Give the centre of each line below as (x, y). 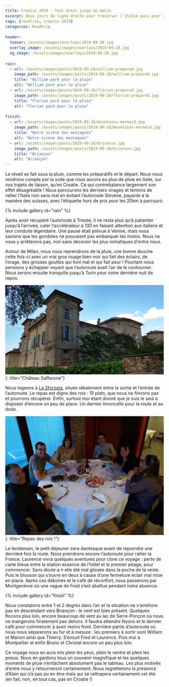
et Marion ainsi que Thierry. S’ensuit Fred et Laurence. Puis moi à (73, 637)
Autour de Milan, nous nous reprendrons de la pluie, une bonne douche (79, 251)
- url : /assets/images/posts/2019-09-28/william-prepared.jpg (76, 69)
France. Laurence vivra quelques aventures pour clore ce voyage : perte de (83, 559)
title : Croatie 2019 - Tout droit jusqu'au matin (58, 11)
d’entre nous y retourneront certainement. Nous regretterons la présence (81, 668)
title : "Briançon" (33, 154)
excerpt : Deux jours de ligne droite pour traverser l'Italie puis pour (83, 16)
